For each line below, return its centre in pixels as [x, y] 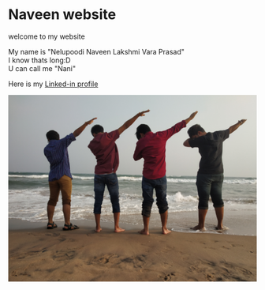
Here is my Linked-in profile [53, 84]
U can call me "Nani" [42, 68]
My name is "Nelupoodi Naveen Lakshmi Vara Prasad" [97, 51]
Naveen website [62, 15]
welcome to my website [47, 36]
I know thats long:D [39, 60]
